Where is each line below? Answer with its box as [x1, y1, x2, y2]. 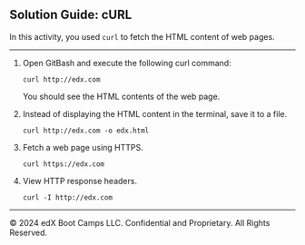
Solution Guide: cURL [9, 7, 133, 23]
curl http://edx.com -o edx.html [22, 126, 150, 135]
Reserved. [9, 227, 48, 238]
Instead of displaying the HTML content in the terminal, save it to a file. [22, 108, 288, 119]
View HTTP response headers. [22, 175, 138, 186]
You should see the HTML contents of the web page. [22, 91, 221, 102]
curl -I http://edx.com [22, 192, 113, 202]
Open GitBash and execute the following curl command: [22, 57, 231, 68]
